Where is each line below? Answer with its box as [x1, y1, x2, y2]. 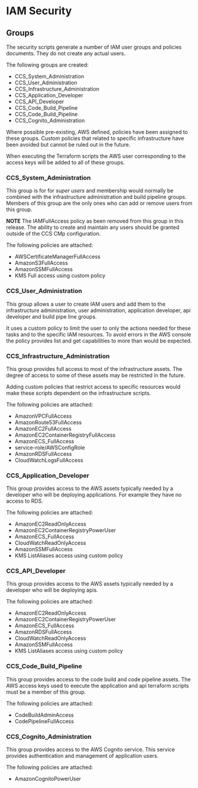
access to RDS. [6, 497, 43, 505]
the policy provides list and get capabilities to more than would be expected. [6, 337, 192, 344]
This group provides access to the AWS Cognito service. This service [6, 746, 176, 753]
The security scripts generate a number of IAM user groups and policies [6, 43, 182, 50]
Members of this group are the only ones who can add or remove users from [6, 200, 193, 207]
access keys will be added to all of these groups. [6, 159, 125, 166]
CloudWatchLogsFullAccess [14, 456, 84, 463]
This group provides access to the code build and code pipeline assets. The [6, 675, 191, 683]
